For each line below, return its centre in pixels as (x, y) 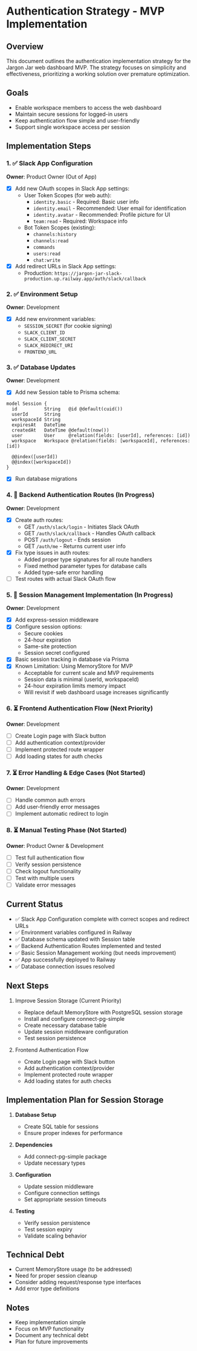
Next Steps (27, 986)
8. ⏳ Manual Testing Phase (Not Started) (66, 830)
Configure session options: (49, 627)
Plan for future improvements (51, 1342)
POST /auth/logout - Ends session (67, 540)
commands (44, 247)
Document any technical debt (52, 1335)
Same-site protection (50, 646)
